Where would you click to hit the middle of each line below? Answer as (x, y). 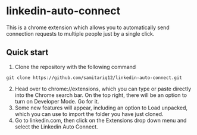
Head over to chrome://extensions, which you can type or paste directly (103, 89)
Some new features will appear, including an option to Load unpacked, (101, 108)
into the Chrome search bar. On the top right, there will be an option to (101, 95)
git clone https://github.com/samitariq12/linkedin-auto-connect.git (94, 78)
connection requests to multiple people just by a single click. (80, 33)
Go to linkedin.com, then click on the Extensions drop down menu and (101, 120)
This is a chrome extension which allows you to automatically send (88, 27)
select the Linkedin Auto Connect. (56, 127)
